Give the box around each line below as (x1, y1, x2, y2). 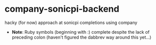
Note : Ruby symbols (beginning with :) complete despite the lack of (11, 29, 150, 35)
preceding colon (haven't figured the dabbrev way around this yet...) (11, 34, 152, 40)
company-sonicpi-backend (4, 3, 119, 15)
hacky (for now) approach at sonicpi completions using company (4, 20, 138, 25)
